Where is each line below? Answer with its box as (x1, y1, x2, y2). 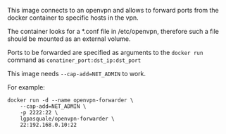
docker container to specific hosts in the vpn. (7, 13, 139, 22)
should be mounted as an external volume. (7, 35, 131, 43)
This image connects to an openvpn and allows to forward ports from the (7, 6, 220, 14)
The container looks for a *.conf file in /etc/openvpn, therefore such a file (7, 28, 220, 35)
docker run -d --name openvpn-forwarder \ (7, 97, 134, 104)
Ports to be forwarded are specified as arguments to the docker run (7, 49, 203, 56)
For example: (7, 83, 46, 91)
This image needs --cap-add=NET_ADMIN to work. (7, 70, 146, 78)
